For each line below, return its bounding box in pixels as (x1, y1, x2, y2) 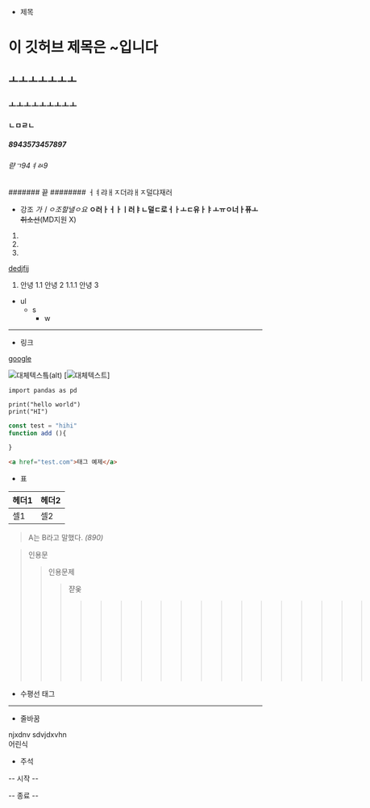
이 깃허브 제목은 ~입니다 (8, 39, 159, 56)
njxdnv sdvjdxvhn (8, 730, 67, 739)
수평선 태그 (19, 689, 56, 699)
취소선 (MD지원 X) (19, 214, 77, 224)
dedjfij (8, 263, 30, 273)
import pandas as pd (8, 386, 78, 394)
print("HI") (8, 407, 48, 415)
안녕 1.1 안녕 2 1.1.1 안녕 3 (19, 280, 99, 289)
